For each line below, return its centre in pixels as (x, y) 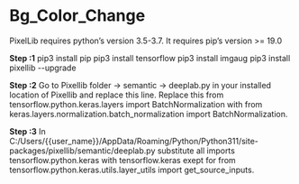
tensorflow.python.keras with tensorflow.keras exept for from (122, 160)
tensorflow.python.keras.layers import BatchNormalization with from (136, 104)
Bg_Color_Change (77, 16)
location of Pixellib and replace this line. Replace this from (117, 95)
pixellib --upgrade (43, 68)
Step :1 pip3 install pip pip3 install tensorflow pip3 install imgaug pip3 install (150, 58)
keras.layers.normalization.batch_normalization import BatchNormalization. (149, 114)
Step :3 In (28, 131)
